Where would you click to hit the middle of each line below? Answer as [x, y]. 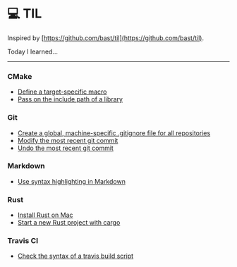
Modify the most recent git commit [68, 140]
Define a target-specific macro [62, 92]
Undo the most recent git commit [66, 148]
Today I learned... [33, 51]
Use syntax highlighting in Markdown [71, 181]
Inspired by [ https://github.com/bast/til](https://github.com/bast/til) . [106, 38]
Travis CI [23, 241]
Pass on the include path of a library [70, 99]
